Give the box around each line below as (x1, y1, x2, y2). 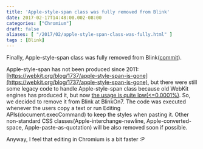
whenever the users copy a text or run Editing (6, 105, 120, 111)
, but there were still (147, 78, 198, 86)
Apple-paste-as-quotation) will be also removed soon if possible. (24, 124, 188, 131)
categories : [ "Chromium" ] (6, 20, 72, 26)
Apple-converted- (146, 117, 191, 125)
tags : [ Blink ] (6, 37, 45, 43)
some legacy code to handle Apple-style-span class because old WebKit (6, 85, 189, 92)
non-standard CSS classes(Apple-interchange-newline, (6, 117, 145, 125)
